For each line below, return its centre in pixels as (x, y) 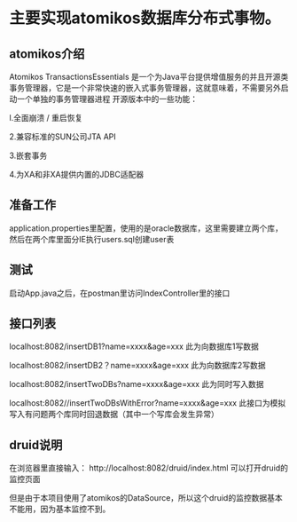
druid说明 (36, 445)
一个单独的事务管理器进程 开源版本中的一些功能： (107, 99)
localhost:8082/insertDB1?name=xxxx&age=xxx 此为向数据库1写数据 (134, 346)
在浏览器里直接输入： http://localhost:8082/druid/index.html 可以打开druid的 (149, 468)
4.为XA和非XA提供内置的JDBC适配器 (77, 174)
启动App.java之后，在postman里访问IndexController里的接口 (120, 293)
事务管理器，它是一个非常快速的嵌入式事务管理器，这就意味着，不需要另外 (145, 88)
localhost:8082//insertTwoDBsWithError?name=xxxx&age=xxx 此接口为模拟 (148, 403)
